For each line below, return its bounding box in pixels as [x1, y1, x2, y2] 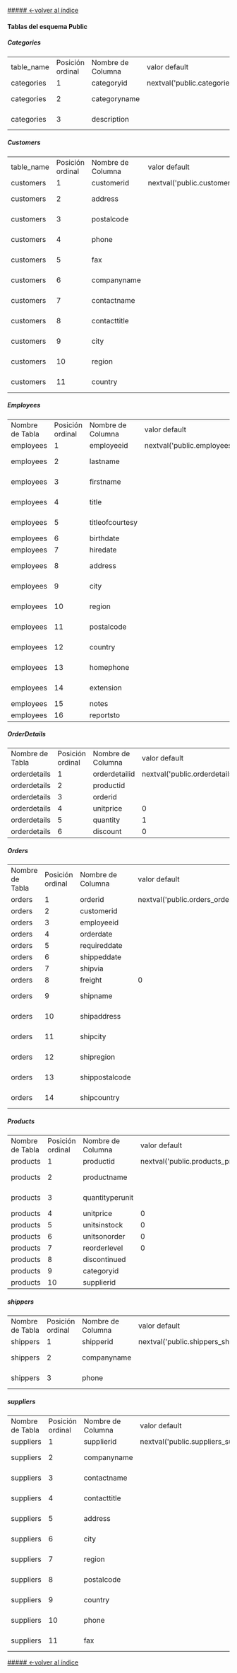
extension [89, 683, 122, 693]
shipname [80, 991, 113, 1001]
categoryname [91, 93, 140, 103]
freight [80, 976, 102, 985]
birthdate [89, 533, 120, 543]
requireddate [80, 941, 123, 951]
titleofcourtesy [89, 517, 138, 527]
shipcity [80, 1032, 107, 1042]
